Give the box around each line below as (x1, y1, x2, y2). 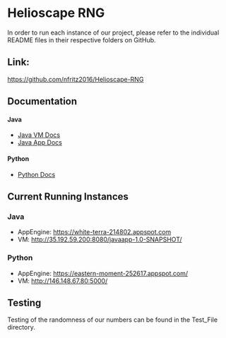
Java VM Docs (17, 131, 61, 139)
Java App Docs (17, 138, 62, 147)
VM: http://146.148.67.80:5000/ (17, 277, 108, 285)
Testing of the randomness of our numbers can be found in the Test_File (7, 315, 218, 324)
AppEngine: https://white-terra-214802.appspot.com (17, 228, 172, 236)
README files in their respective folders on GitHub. (7, 35, 157, 44)
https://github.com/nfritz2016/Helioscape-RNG (7, 75, 144, 83)
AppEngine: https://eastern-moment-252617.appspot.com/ (17, 269, 189, 277)
